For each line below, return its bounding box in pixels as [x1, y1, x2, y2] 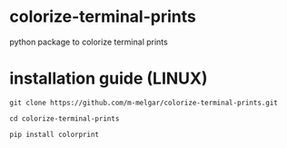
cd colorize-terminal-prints [9, 113, 120, 123]
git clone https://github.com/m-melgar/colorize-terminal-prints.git [9, 98, 279, 107]
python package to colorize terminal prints [9, 36, 168, 47]
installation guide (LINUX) [9, 68, 208, 89]
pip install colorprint [9, 130, 100, 139]
